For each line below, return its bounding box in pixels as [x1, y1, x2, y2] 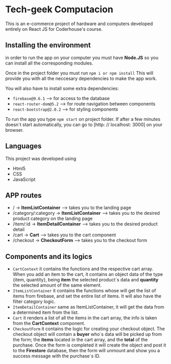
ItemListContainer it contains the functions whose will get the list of [12, 288, 156, 294]
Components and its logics [5, 252, 92, 261]
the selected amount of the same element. [12, 282, 102, 288]
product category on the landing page [12, 215, 93, 221]
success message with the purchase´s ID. [12, 353, 101, 359]
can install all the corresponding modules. [5, 60, 93, 66]
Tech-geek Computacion [5, 4, 113, 15]
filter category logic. [12, 298, 56, 305]
